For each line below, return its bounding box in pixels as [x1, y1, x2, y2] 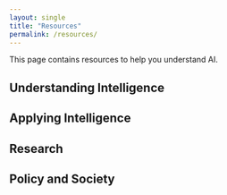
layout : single [9, 13, 66, 22]
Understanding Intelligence [9, 80, 165, 95]
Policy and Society [9, 171, 115, 186]
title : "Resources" [9, 21, 82, 30]
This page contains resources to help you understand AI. [9, 55, 219, 65]
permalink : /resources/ [9, 30, 98, 38]
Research [9, 140, 64, 157]
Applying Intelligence [9, 111, 131, 126]
